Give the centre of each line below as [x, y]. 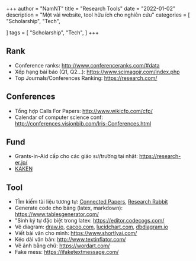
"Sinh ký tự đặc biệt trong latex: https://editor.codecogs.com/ [89, 221]
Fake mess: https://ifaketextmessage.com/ [67, 252]
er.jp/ [21, 163]
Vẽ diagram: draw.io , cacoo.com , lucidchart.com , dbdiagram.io [91, 227]
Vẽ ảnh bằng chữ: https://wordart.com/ [62, 246]
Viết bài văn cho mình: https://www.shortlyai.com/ [76, 233]
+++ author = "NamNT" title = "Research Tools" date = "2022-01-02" [91, 9]
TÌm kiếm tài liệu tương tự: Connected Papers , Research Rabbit [91, 202]
